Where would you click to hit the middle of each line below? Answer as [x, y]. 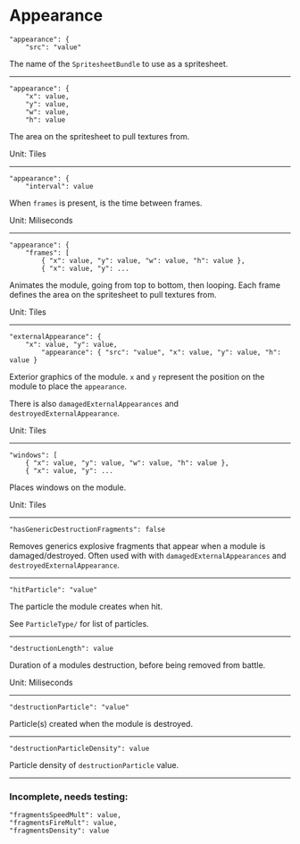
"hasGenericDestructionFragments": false [87, 529]
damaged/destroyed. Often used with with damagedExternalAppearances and [148, 555]
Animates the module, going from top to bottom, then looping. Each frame [145, 285]
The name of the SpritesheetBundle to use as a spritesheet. [119, 63]
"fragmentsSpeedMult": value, [66, 815]
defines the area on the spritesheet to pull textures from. [113, 294]
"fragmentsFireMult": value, [63, 823]
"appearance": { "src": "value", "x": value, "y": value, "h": [161, 352]
